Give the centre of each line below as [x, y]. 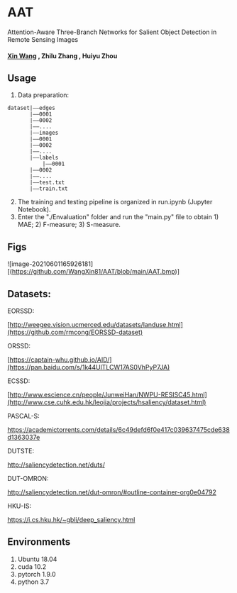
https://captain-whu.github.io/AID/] [61, 360]
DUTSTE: [21, 450]
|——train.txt [49, 189]
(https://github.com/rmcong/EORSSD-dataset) [75, 332]
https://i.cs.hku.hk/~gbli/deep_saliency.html [71, 519]
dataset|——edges [31, 108]
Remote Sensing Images [43, 39]
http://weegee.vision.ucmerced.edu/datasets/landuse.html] [96, 324]
